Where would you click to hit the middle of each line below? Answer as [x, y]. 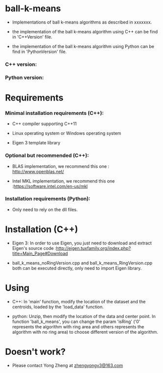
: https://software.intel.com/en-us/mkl [50, 186]
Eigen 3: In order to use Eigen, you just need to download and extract [82, 243]
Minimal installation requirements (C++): [55, 113]
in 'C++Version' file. [32, 37]
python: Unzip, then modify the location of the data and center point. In [84, 316]
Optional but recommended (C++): [47, 156]
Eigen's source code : [34, 248]
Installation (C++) [42, 229]
